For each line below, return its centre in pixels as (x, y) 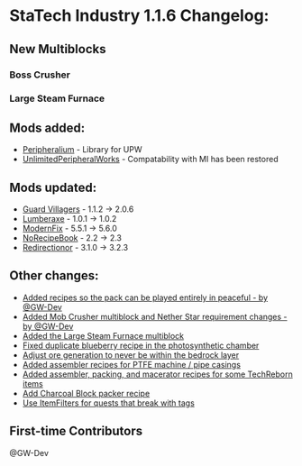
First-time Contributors (76, 431)
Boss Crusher (40, 75)
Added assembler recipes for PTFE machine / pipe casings (132, 364)
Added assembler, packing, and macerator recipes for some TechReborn (157, 374)
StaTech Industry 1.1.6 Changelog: (139, 16)
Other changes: (54, 276)
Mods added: (47, 128)
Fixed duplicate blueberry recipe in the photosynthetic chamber (141, 345)
